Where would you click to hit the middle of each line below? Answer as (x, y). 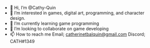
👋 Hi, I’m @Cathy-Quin (33, 8)
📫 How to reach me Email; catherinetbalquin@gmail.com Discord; (77, 34)
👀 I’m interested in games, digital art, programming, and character (77, 13)
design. (18, 18)
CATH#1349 (22, 41)
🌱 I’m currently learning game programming (54, 23)
